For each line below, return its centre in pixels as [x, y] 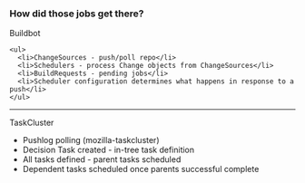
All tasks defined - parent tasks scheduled [102, 159]
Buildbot [25, 34]
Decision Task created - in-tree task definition [108, 150]
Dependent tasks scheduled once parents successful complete [141, 169]
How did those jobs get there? [77, 14]
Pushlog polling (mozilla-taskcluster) [91, 140]
